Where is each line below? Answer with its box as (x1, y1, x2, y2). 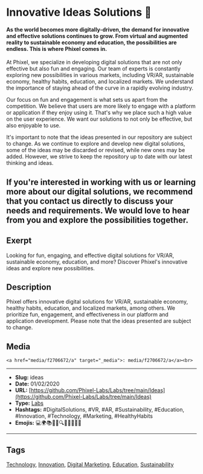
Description (6, 282, 51, 292)
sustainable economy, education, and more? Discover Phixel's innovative (6, 258, 188, 265)
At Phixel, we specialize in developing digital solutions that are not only (6, 59, 182, 66)
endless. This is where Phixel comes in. (6, 45, 108, 52)
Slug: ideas (14, 374, 44, 381)
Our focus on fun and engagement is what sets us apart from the (6, 96, 168, 104)
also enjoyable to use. (6, 122, 61, 129)
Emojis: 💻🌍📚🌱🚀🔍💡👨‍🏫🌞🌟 (14, 419, 82, 427)
